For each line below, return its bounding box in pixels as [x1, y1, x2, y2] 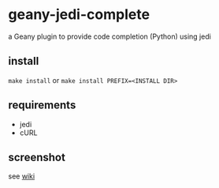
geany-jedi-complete [8, 6, 150, 24]
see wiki [8, 171, 35, 181]
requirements [8, 99, 76, 112]
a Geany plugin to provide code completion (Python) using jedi [8, 32, 211, 41]
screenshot [8, 150, 65, 164]
